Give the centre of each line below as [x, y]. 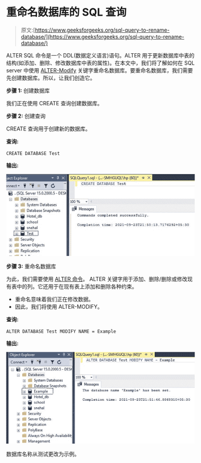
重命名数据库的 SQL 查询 [66, 12]
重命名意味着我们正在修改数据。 [54, 299]
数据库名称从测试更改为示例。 [43, 454]
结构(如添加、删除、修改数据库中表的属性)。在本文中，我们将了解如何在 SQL [100, 63]
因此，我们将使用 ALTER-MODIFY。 [59, 306]
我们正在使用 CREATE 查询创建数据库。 [54, 103]
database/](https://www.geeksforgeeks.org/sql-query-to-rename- [102, 36]
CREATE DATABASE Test [33, 153]
